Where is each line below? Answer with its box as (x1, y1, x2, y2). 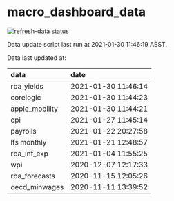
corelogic (10, 92, 41, 102)
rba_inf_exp (10, 149, 48, 158)
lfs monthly (10, 137, 47, 147)
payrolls (10, 126, 37, 136)
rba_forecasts (10, 171, 55, 180)
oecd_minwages (10, 182, 64, 191)
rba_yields (10, 81, 43, 91)
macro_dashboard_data (7, 4, 146, 20)
